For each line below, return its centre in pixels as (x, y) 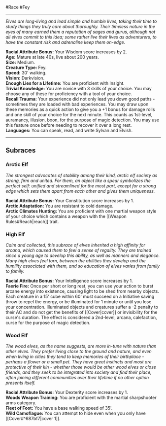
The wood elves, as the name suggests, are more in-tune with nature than (81, 346)
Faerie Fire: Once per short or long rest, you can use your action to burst (80, 286)
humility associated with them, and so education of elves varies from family (83, 266)
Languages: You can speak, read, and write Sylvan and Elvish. (69, 130)
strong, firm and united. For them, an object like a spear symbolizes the (78, 180)
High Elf (15, 234)
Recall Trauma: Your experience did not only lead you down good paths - (80, 99)
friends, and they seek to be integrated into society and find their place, (79, 372)
